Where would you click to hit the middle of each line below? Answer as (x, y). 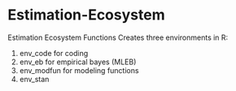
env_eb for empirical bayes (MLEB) (78, 62)
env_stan (34, 79)
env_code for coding (54, 53)
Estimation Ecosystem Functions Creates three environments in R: (118, 37)
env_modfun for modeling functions (79, 70)
